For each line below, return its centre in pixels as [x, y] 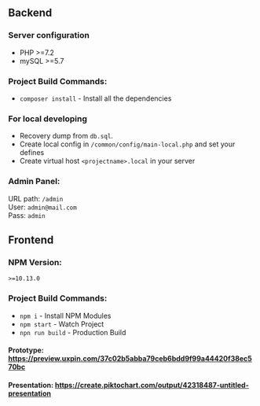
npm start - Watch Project [62, 324]
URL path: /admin [36, 198]
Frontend [31, 240]
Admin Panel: [34, 182]
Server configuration [49, 35]
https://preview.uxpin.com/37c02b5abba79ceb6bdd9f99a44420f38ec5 [130, 359]
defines [32, 153]
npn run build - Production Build [73, 332]
